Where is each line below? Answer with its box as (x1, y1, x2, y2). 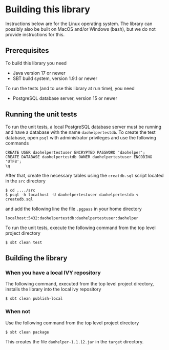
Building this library (5, 4, 91, 15)
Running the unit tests (5, 110, 77, 119)
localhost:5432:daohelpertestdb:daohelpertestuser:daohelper (5, 215, 139, 221)
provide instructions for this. (5, 31, 65, 37)
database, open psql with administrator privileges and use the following (5, 134, 156, 140)
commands (5, 140, 29, 146)
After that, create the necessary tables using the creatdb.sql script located (5, 172, 164, 178)
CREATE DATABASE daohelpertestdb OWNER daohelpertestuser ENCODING (5, 154, 153, 159)
